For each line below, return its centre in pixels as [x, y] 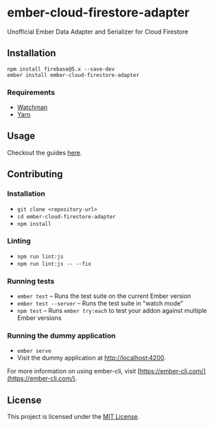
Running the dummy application [61, 336]
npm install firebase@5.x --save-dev [61, 69]
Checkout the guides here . [45, 152]
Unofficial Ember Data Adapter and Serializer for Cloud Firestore [98, 32]
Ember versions [39, 318]
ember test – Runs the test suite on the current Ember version [104, 296]
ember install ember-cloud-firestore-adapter [73, 75]
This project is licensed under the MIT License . [73, 417]
